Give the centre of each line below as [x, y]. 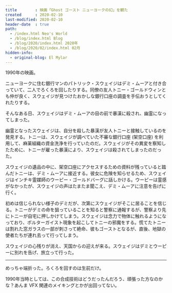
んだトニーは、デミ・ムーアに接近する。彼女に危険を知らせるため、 [77, 174]
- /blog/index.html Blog [36, 39]
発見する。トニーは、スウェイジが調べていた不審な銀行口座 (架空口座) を [82, 137]
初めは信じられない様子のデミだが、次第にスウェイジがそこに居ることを [81, 203]
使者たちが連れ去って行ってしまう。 [43, 235]
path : [11, 29]
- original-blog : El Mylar [39, 57]
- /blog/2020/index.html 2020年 [44, 43]
